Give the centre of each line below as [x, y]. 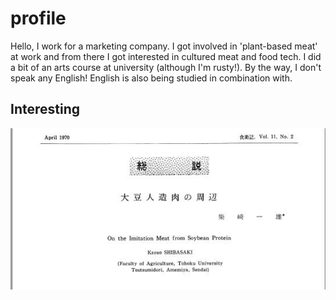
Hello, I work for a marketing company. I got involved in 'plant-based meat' [164, 46]
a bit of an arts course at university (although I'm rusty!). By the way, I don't [166, 67]
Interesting [45, 109]
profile [38, 18]
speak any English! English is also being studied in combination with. [151, 78]
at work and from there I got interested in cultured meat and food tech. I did [166, 56]
